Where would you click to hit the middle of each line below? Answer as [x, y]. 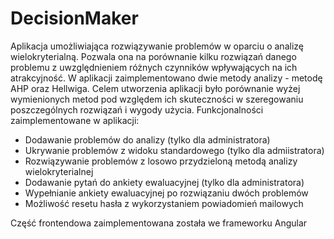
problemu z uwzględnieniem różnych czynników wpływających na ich [154, 67]
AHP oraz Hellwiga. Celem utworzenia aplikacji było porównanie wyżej [155, 88]
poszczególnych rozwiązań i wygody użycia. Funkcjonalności [137, 109]
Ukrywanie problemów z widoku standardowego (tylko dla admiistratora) [174, 150]
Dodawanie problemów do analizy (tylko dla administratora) [147, 139]
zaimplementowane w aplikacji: [75, 120]
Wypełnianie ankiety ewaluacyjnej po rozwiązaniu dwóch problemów [166, 193]
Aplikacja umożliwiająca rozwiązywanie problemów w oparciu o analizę [157, 46]
